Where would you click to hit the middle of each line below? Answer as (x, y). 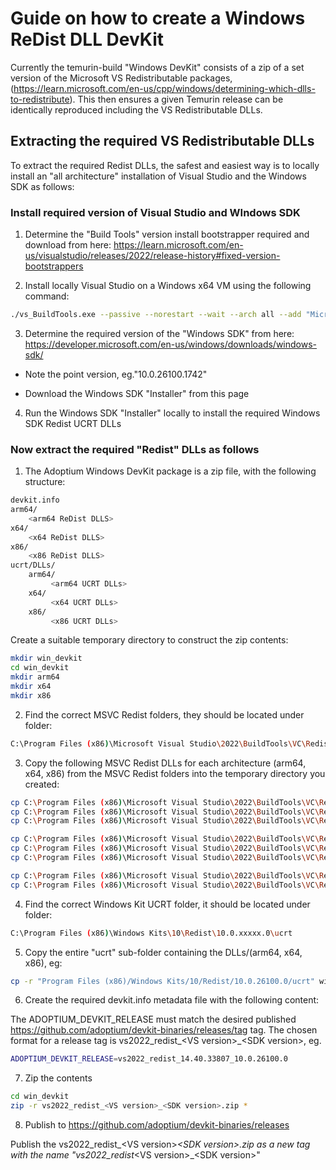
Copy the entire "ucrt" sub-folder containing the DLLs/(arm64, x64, (163, 952)
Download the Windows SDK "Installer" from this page (137, 393)
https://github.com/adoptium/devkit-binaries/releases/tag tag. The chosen (164, 1030)
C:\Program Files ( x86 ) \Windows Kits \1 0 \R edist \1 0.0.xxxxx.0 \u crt (151, 933)
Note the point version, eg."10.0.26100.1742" (116, 374)
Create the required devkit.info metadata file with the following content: (172, 1000)
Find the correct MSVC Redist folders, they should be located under (164, 714)
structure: (45, 482)
